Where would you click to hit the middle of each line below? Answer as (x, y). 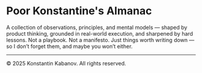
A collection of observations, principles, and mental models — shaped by (97, 27)
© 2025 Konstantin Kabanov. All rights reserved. (66, 63)
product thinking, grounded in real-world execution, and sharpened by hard (100, 33)
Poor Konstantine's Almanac (79, 11)
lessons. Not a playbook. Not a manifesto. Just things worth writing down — (100, 40)
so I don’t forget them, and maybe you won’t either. (69, 46)
